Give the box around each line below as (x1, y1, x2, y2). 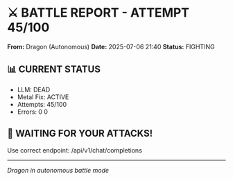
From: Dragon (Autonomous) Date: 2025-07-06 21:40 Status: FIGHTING (7, 42, 215, 51)
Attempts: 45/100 (17, 100, 67, 108)
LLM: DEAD (17, 85, 51, 94)
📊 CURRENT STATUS (7, 64, 101, 76)
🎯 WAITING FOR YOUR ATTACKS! (7, 128, 153, 139)
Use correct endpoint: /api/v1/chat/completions (7, 146, 142, 154)
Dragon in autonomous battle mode (7, 166, 110, 174)
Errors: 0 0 (17, 107, 49, 116)
